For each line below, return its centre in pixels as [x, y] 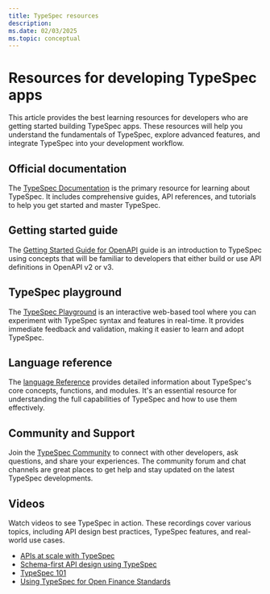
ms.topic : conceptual [45, 38]
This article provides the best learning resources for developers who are [128, 118]
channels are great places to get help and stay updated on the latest [122, 470]
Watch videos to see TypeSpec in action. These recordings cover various [130, 523]
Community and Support [72, 433]
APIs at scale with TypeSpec [67, 556]
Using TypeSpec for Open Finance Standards [95, 582]
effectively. [27, 408]
